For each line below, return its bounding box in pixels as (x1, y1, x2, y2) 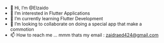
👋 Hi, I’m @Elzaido (10, 5, 49, 11)
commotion (10, 26, 34, 32)
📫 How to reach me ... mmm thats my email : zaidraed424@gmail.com (10, 32, 159, 38)
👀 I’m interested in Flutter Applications (10, 10, 90, 16)
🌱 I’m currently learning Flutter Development (10, 16, 103, 21)
